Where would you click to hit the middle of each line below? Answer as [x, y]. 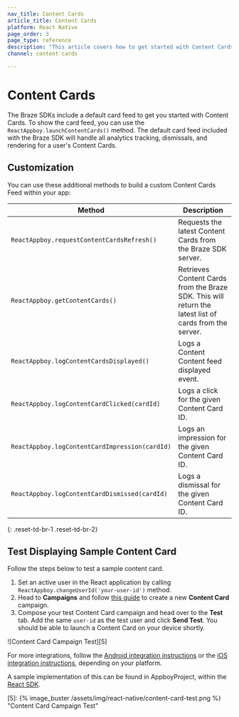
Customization [41, 168]
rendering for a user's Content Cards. [62, 145]
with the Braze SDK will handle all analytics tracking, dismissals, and [107, 138]
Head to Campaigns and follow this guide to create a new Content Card [123, 598]
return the [195, 305]
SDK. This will [201, 296]
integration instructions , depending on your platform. [85, 663]
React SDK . [24, 684]
